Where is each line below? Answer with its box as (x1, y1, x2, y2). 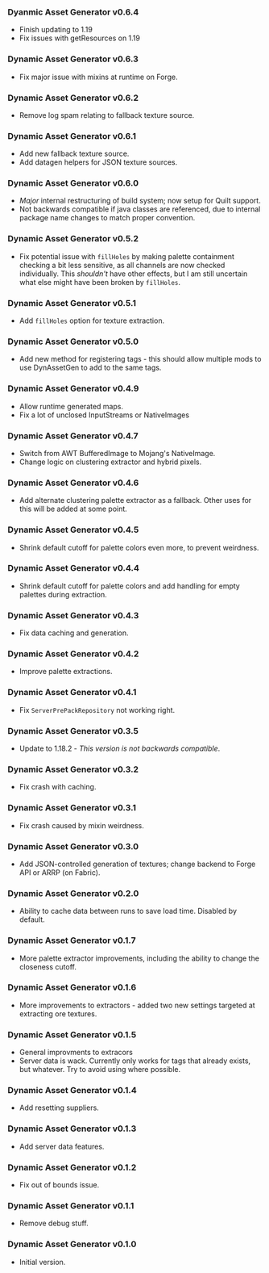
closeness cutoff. (19, 961, 77, 971)
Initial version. (19, 1257, 66, 1267)
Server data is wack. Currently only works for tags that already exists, (19, 1056, 251, 1066)
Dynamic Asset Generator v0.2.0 (7, 887, 139, 898)
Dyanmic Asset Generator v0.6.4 (7, 6, 139, 18)
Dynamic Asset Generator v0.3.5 (7, 725, 139, 736)
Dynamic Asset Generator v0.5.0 (7, 336, 139, 347)
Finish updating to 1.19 (19, 25, 93, 35)
